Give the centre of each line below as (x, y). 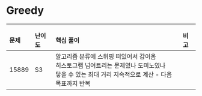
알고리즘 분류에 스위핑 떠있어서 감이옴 (106, 56)
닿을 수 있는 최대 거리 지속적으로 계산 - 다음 (114, 74)
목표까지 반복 (73, 83)
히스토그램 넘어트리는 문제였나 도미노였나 (111, 65)
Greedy (25, 10)
